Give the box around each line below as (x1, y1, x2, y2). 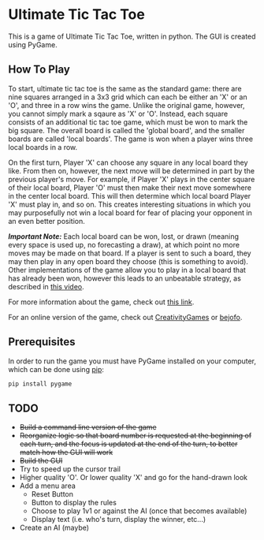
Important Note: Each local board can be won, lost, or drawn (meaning (8, 231, 239, 241)
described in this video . (8, 281, 84, 291)
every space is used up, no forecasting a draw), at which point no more (8, 240, 240, 249)
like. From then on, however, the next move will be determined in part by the (8, 166, 255, 175)
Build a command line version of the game (19, 423, 157, 432)
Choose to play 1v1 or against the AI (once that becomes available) (31, 506, 247, 516)
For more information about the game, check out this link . (8, 297, 195, 307)
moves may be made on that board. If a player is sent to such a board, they (8, 248, 251, 258)
